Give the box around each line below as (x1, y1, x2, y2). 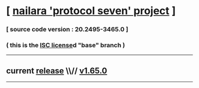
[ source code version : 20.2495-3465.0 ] (6, 25, 129, 34)
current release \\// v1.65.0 (6, 66, 108, 76)
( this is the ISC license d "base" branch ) (6, 41, 126, 50)
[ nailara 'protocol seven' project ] (6, 4, 176, 18)
